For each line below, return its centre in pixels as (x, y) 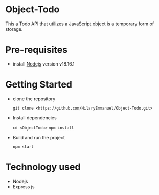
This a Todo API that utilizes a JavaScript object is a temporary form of (80, 24)
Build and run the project (39, 137)
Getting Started (39, 85)
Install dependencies (35, 117)
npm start (23, 147)
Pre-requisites (37, 50)
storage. (14, 29)
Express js (24, 187)
